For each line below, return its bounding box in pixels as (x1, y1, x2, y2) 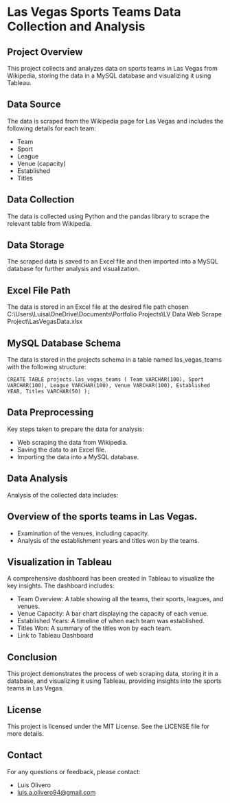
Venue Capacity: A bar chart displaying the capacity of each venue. (16, 609, 209, 618)
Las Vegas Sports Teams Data (7, 4, 181, 20)
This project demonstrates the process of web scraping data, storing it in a (7, 670, 218, 678)
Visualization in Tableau (7, 556, 112, 568)
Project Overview (7, 46, 83, 58)
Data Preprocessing (7, 406, 94, 419)
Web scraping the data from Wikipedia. (16, 438, 128, 446)
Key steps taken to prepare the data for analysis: (7, 425, 144, 433)
